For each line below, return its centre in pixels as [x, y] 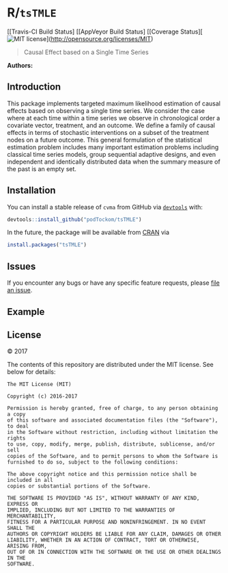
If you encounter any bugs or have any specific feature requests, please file [113, 283]
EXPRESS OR [23, 505]
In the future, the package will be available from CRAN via [88, 232]
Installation [31, 191]
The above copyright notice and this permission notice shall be [102, 474]
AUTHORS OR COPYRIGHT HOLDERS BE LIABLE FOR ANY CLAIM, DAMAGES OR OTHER [114, 534]
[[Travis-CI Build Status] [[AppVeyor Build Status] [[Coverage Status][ [105, 31]
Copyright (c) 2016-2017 [42, 396]
